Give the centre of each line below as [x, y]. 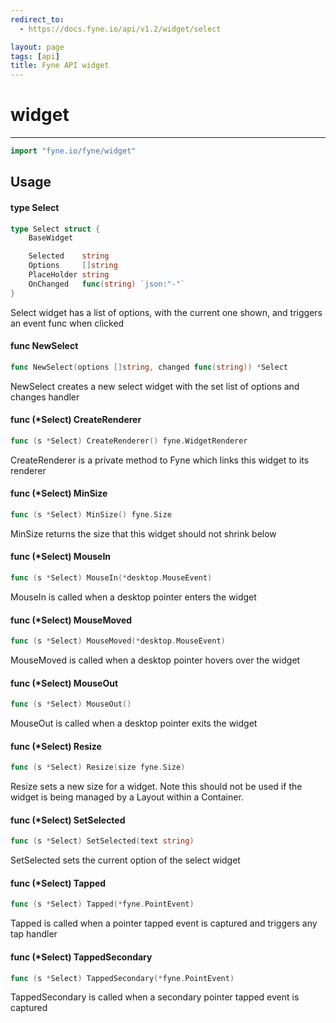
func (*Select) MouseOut [64, 683]
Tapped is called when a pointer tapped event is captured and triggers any [164, 923]
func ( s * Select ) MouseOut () [71, 704]
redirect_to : [37, 19]
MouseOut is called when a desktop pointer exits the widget [134, 723]
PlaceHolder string [69, 275]
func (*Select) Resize [56, 746]
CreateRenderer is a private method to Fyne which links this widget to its [160, 460]
